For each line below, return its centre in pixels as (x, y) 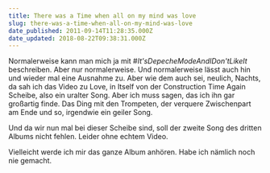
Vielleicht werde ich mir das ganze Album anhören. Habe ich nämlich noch (132, 152)
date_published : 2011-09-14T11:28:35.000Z (81, 31)
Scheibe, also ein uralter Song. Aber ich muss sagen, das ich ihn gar (122, 95)
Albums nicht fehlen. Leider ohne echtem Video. (88, 137)
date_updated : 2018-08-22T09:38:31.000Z (77, 38)
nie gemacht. (30, 161)
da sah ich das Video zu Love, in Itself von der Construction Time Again (127, 87)
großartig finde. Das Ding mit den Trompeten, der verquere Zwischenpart (130, 104)
